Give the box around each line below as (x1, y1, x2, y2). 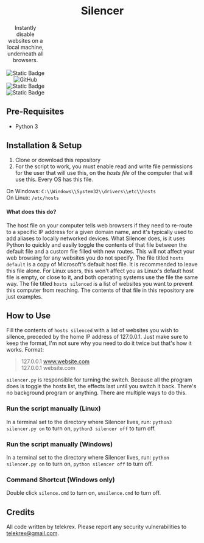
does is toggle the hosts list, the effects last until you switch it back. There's (6, 383, 197, 390)
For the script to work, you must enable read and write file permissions (15, 163, 193, 170)
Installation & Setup (6, 140, 82, 151)
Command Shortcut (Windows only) (6, 475, 115, 484)
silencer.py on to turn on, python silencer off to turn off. (6, 460, 153, 467)
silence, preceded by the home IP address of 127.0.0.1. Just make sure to (6, 333, 189, 341)
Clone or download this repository (15, 157, 101, 164)
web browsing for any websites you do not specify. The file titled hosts (6, 254, 184, 261)
